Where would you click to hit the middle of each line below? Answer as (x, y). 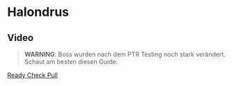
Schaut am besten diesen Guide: (71, 62)
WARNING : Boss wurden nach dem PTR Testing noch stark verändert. (125, 54)
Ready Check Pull (32, 75)
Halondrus (38, 12)
